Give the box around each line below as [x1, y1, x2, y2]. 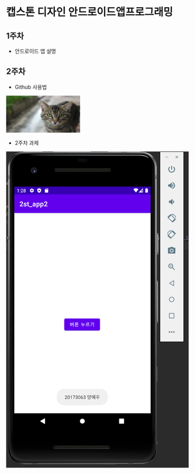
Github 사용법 [14, 83, 47, 91]
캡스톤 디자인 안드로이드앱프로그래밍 [6, 5, 173, 19]
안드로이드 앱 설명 [14, 48, 56, 54]
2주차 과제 [14, 139, 39, 146]
